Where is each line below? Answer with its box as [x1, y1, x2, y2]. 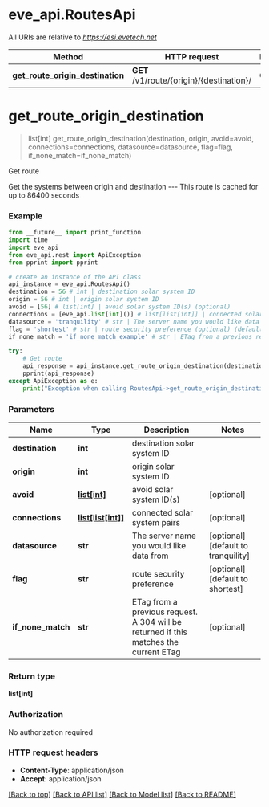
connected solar [131, 507, 194, 518]
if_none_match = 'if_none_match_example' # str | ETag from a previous [8, 332, 252, 340]
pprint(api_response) [22, 369, 94, 378]
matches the [131, 636, 179, 647]
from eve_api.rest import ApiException [8, 251, 142, 259]
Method [53, 51, 84, 62]
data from [131, 550, 169, 561]
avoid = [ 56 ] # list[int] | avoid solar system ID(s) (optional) [8, 303, 231, 311]
